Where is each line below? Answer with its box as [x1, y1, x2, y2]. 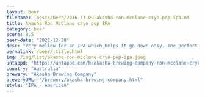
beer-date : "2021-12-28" [6, 37, 70, 43]
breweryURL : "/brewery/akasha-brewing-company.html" [6, 77, 143, 83]
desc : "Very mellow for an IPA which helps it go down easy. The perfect [6, 43, 198, 49]
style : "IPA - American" [6, 83, 70, 89]
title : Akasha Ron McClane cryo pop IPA [6, 20, 111, 26]
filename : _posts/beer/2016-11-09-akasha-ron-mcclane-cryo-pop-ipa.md [6, 15, 190, 21]
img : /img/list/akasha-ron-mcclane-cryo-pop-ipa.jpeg [6, 54, 146, 60]
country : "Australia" [6, 65, 62, 72]
